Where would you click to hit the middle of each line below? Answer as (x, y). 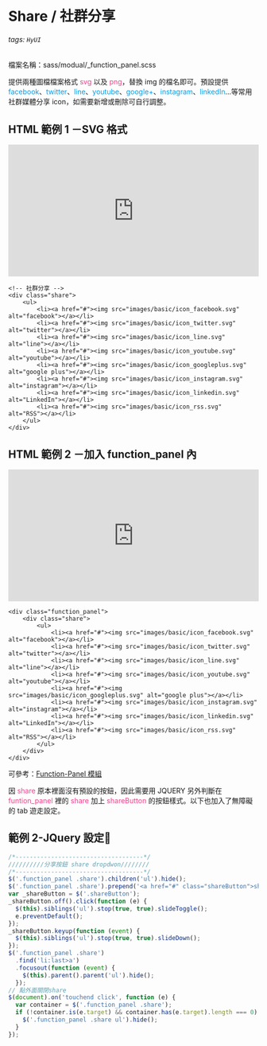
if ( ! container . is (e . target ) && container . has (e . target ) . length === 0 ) (137, 1013)
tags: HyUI (25, 39)
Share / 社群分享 (62, 16)
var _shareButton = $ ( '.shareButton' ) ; (74, 894)
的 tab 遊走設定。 (37, 811)
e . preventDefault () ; (49, 916)
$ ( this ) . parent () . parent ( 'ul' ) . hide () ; (89, 975)
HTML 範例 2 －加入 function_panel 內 (103, 454)
